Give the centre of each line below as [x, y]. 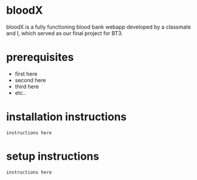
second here [30, 80]
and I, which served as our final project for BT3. [65, 33]
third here [27, 86]
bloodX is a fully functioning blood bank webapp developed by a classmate [98, 27]
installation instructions [67, 117]
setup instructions [53, 156]
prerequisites [40, 58]
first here [26, 74]
